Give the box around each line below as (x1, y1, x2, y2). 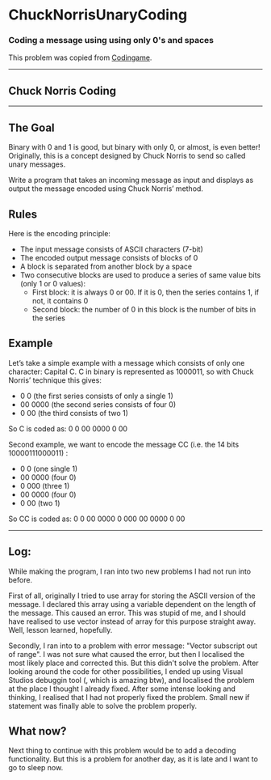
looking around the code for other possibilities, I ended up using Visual (8, 666, 244, 676)
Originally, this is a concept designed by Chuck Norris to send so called (8, 151, 246, 161)
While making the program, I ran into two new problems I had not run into (8, 566, 252, 576)
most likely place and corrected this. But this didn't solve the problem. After (8, 658, 260, 668)
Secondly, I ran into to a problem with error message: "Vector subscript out (8, 641, 258, 651)
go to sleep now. (8, 763, 64, 773)
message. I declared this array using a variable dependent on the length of (8, 599, 256, 608)
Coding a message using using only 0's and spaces (8, 35, 215, 46)
